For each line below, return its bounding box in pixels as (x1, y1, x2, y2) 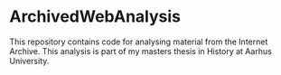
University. (9, 55, 50, 66)
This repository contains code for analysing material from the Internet (9, 36, 268, 47)
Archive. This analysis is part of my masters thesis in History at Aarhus (9, 45, 273, 56)
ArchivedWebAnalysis (9, 6, 182, 27)
